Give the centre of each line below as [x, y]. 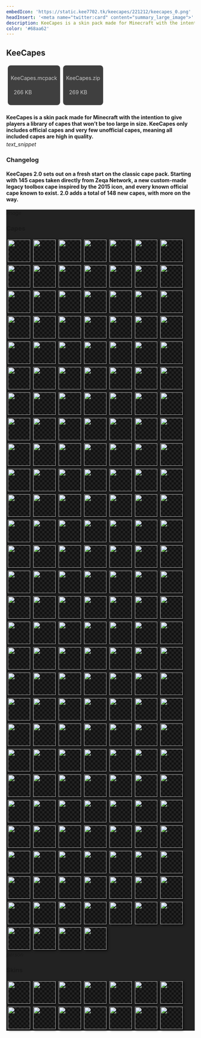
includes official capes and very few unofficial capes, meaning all [89, 130]
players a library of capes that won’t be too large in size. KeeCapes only [97, 123]
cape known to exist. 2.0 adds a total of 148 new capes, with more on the [98, 193]
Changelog [22, 159]
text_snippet [21, 144]
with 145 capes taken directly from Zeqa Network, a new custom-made [96, 180]
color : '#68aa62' [28, 28]
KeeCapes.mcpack [34, 78]
